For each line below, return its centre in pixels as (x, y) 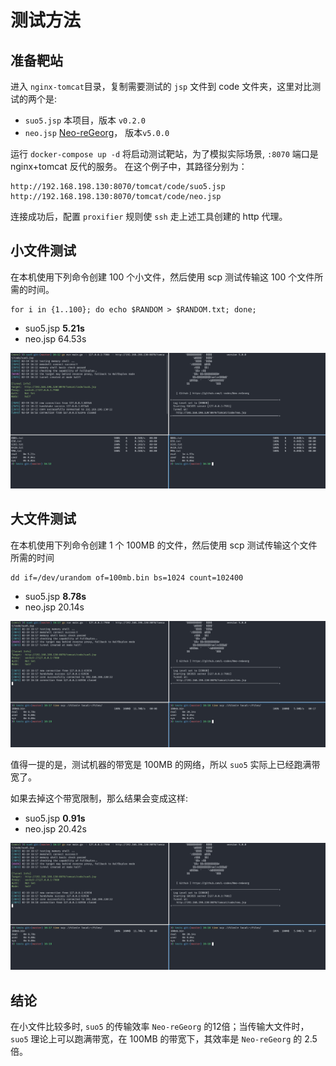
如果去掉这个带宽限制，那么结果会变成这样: (99, 798)
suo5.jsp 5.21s (54, 328)
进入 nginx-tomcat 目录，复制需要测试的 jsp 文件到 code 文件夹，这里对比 (161, 86)
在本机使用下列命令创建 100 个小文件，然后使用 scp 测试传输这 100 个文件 (162, 277)
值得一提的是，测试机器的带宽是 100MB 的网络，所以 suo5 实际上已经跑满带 (165, 765)
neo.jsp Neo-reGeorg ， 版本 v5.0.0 (97, 132)
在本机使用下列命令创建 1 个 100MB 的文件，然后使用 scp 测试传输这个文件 (164, 545)
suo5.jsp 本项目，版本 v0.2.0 (85, 120)
